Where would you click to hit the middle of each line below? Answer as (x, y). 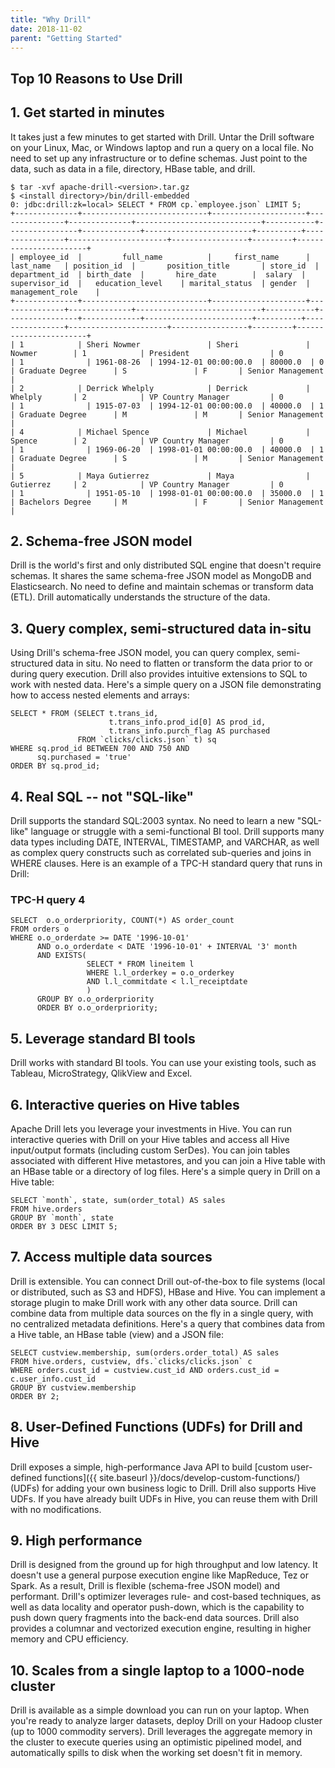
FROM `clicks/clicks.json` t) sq (147, 740)
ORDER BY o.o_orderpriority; (97, 1008)
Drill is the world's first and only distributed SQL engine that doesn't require (166, 565)
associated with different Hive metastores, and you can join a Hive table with (168, 1160)
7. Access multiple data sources (111, 1257)
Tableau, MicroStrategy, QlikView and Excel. (101, 1073)
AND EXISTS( (61, 956)
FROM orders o (40, 929)
